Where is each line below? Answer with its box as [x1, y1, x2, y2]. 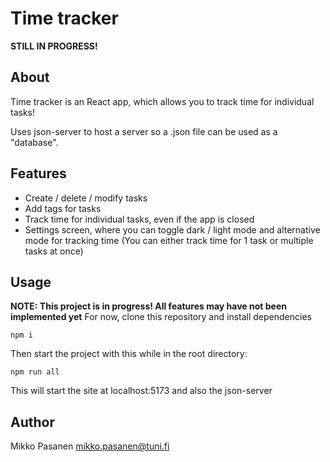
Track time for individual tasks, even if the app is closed [24, 213, 255, 225]
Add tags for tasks [24, 202, 102, 214]
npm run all [10, 367, 60, 377]
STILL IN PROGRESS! [10, 40, 98, 52]
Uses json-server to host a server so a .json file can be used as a [10, 125, 278, 137]
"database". [10, 136, 59, 148]
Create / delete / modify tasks [24, 192, 148, 204]
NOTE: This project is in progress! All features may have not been [10, 300, 287, 312]
